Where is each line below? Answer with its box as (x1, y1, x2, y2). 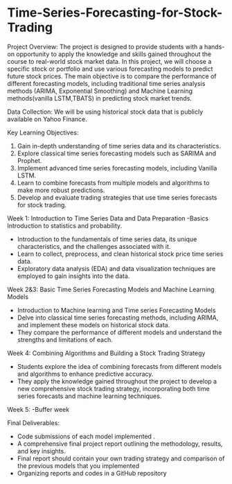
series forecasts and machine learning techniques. (17, 392, 162, 400)
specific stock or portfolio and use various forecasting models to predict (7, 64, 213, 73)
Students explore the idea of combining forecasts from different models (17, 362, 222, 370)
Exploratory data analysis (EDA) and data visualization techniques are (17, 264, 216, 273)
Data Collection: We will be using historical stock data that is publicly (7, 107, 204, 116)
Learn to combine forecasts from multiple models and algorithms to (17, 178, 210, 187)
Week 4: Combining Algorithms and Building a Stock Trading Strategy (7, 349, 206, 357)
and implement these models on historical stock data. (17, 320, 170, 329)
